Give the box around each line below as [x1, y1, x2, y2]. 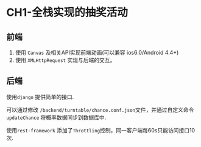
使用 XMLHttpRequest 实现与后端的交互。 [15, 56, 116, 64]
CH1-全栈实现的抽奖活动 [6, 5, 128, 19]
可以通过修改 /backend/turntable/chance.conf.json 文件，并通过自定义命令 [6, 106, 194, 113]
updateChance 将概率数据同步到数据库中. [6, 114, 107, 121]
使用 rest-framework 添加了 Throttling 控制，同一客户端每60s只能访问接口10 [6, 126, 196, 134]
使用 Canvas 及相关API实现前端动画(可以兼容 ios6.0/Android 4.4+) [15, 49, 179, 56]
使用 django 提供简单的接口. [6, 93, 74, 100]
